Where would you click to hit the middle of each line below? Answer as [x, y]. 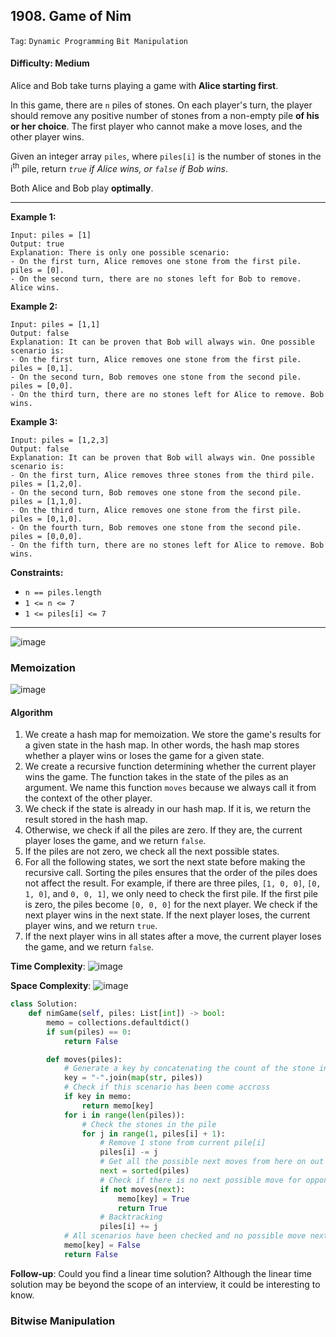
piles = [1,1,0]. [46, 501]
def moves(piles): [84, 1059]
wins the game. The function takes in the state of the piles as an [156, 777]
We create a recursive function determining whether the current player [170, 766]
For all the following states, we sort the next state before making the [165, 862]
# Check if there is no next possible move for [200, 1180]
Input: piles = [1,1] [55, 324]
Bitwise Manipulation [63, 1321]
